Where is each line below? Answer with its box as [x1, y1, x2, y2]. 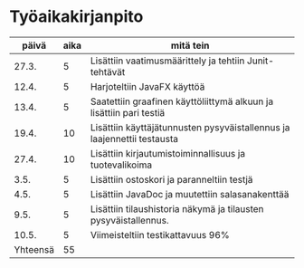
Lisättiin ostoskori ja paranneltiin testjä [90, 173, 253, 186]
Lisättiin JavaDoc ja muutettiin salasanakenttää [90, 187, 290, 200]
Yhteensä [14, 243, 54, 255]
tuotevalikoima [90, 158, 153, 171]
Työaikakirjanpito [9, 6, 144, 27]
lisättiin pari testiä [90, 106, 166, 119]
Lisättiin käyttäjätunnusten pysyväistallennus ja [90, 120, 290, 133]
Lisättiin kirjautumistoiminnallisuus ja [90, 147, 246, 159]
